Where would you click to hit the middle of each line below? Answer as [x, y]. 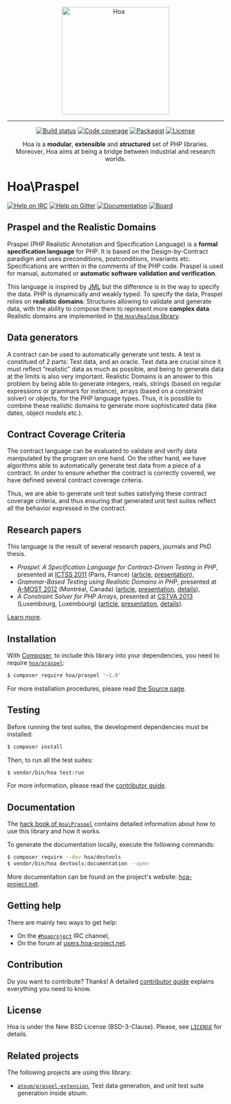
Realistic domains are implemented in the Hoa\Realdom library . [94, 316]
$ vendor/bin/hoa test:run [46, 773]
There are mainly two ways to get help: [62, 922]
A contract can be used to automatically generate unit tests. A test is [104, 354]
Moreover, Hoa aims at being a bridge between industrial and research [115, 151]
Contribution [35, 965]
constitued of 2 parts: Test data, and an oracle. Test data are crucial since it [114, 361]
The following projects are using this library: [69, 1072]
